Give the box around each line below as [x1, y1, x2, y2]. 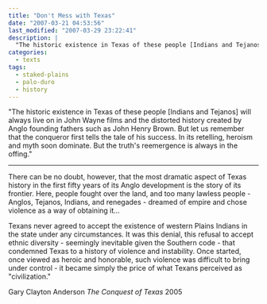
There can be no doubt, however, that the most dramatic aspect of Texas [8, 172, 247, 182]
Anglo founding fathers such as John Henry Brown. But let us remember [8, 124, 245, 133]
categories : [8, 48, 48, 56]
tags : [8, 63, 26, 71]
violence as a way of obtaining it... [8, 206, 121, 215]
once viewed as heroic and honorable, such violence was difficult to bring [8, 255, 250, 264]
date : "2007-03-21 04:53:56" [8, 19, 105, 27]
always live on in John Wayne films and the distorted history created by [8, 116, 242, 125]
